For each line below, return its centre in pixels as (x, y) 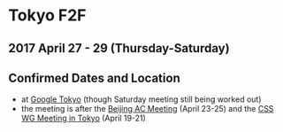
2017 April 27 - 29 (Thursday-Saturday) (119, 48)
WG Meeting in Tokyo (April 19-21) (84, 118)
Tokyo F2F (47, 16)
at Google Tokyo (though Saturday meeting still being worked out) (141, 99)
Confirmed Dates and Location (94, 78)
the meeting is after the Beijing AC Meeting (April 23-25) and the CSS (147, 109)
